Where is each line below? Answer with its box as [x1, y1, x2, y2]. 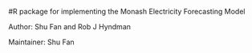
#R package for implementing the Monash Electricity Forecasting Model [8, 7, 246, 16]
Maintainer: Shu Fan [8, 37, 75, 47]
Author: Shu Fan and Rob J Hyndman [8, 22, 131, 31]
